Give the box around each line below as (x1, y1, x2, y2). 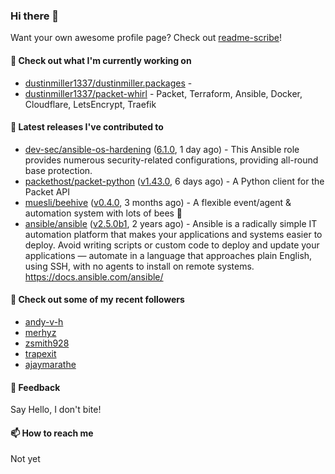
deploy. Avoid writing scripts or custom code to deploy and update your (24, 239, 320, 251)
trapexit (24, 347, 57, 359)
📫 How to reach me (10, 427, 94, 439)
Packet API (24, 185, 71, 198)
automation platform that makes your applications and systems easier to (24, 228, 323, 240)
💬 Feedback (10, 381, 61, 393)
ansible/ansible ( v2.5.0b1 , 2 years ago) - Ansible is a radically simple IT (24, 217, 318, 229)
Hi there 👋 (10, 9, 60, 23)
